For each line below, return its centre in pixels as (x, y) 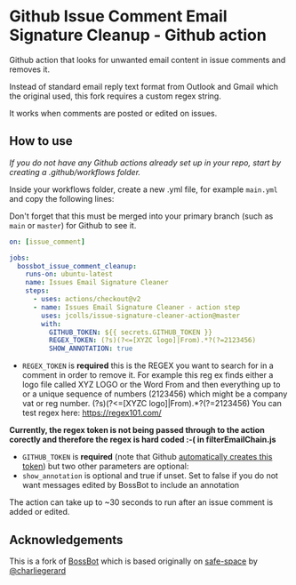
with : (52, 324)
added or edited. (40, 512)
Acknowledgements (66, 540)
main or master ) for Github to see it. (73, 225)
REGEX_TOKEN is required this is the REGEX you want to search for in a (148, 365)
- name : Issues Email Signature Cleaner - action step (136, 307)
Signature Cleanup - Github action (138, 35)
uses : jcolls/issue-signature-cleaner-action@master (141, 316)
